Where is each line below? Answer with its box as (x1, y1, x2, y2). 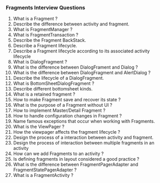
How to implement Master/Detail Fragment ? (13, 107, 106, 113)
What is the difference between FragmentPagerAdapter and (13, 162, 139, 168)
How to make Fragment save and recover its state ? (13, 97, 121, 103)
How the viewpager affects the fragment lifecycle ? (13, 129, 120, 135)
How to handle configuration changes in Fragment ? (13, 113, 122, 119)
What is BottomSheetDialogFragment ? (13, 80, 94, 86)
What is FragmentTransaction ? (13, 32, 78, 38)
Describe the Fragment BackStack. (13, 37, 86, 43)
